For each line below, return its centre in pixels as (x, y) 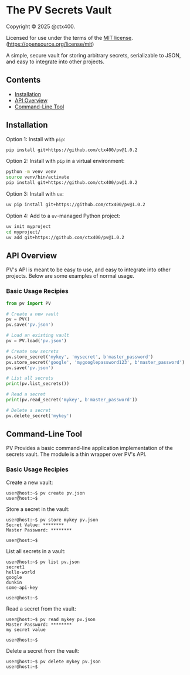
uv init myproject (28, 226)
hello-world (21, 572)
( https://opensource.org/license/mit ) (50, 44)
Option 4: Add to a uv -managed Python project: (63, 216)
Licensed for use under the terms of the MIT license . (69, 37)
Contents (23, 80)
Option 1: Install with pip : (36, 139)
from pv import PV (28, 303)
